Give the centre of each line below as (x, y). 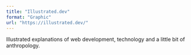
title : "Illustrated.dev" (38, 12)
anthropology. (23, 46)
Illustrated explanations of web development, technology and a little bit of (96, 40)
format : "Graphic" (29, 17)
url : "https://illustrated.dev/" (47, 22)
